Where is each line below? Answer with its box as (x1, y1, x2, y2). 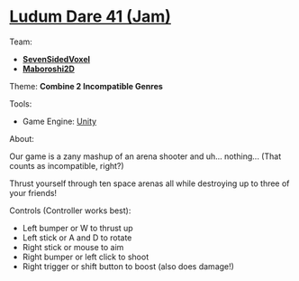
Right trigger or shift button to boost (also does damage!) (22, 260, 234, 272)
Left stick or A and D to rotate (22, 232, 132, 243)
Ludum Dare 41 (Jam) (9, 6, 171, 27)
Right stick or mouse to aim (22, 241, 124, 252)
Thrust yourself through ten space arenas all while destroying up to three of (9, 178, 290, 189)
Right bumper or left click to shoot (22, 251, 149, 262)
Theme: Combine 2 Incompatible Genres (9, 80, 164, 91)
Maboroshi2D (22, 63, 75, 74)
